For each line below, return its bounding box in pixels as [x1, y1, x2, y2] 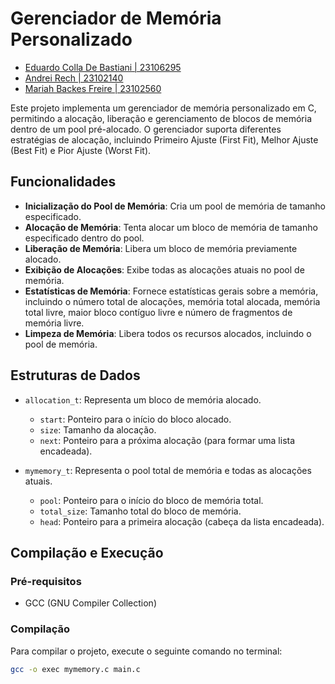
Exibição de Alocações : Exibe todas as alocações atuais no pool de [24, 263, 305, 276]
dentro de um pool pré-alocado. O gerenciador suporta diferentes [10, 123, 282, 135]
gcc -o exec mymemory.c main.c [10, 664, 141, 674]
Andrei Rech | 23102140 [24, 72, 124, 84]
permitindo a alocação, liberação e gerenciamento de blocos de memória [10, 112, 313, 124]
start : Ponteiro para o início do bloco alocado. [39, 413, 232, 425]
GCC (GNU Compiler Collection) [24, 597, 158, 609]
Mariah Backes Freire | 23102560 [24, 82, 162, 94]
